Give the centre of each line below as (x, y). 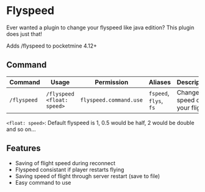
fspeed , (159, 93)
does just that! (24, 34)
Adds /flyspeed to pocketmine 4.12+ (52, 46)
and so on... (21, 129)
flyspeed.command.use (112, 100)
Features (23, 148)
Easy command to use (43, 182)
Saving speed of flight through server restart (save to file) (88, 176)
